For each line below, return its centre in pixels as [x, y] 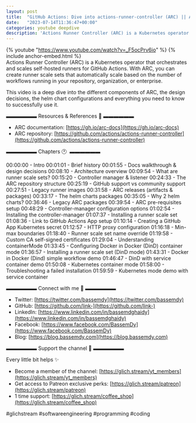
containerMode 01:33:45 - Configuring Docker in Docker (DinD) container [94, 246]
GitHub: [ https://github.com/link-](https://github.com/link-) [85, 306]
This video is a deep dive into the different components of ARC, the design [96, 92]
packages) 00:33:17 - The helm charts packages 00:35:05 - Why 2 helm [93, 196]
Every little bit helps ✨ [33, 360]
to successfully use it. [32, 105]
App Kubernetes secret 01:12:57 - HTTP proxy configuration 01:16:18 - [90, 227]
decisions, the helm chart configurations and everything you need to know [95, 99]
